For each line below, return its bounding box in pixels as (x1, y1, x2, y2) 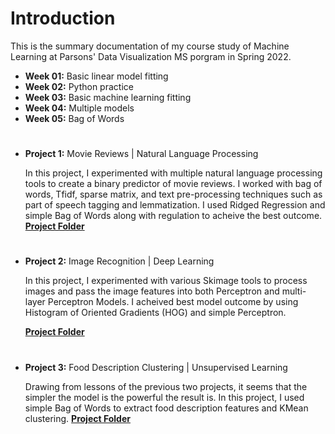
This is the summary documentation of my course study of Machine (10, 40, 290, 52)
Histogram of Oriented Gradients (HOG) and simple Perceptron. (24, 307, 287, 319)
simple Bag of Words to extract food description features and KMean (24, 402, 309, 414)
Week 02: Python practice (24, 80, 134, 92)
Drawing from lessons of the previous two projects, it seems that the (24, 380, 308, 392)
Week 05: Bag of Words (24, 112, 125, 124)
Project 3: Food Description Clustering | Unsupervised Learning (24, 361, 288, 373)
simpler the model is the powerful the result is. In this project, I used (24, 391, 305, 403)
